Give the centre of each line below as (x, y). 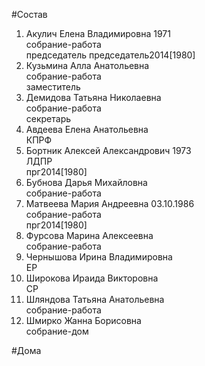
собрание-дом (57, 331)
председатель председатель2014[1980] (110, 55)
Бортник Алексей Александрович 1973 (108, 150)
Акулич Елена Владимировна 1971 (98, 33)
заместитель (53, 87)
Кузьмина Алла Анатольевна (87, 65)
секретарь (48, 118)
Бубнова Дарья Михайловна (86, 182)
